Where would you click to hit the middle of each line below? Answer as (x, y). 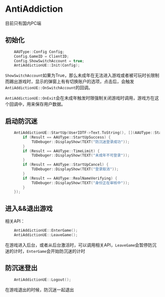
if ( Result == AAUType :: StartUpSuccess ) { (67, 137)
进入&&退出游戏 (29, 209)
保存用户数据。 (50, 104)
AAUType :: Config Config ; (39, 52)
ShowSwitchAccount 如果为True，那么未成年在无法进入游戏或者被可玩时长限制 (82, 75)
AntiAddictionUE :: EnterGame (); (46, 231)
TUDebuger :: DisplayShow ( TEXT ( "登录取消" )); (75, 169)
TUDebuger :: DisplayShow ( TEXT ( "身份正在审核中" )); (81, 183)
